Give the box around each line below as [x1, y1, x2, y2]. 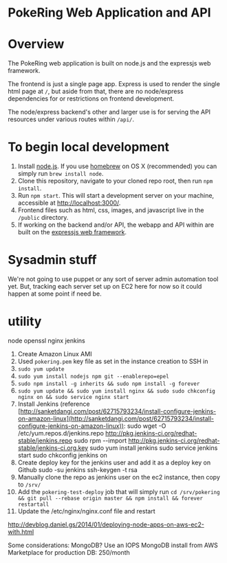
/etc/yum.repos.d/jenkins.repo [17, 429, 104, 437]
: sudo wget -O [123, 422, 166, 430]
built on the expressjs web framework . [17, 228, 127, 236]
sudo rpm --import [74, 436, 127, 444]
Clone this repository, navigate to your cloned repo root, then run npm [17, 177, 213, 185]
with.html [8, 527, 34, 535]
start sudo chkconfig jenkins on [17, 451, 107, 459]
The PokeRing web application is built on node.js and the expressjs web [8, 59, 211, 68]
